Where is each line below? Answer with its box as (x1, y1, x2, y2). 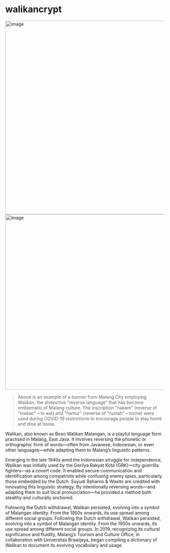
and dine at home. (17, 420, 56, 427)
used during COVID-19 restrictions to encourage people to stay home (17, 415, 162, 421)
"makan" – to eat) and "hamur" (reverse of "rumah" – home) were (17, 410, 154, 416)
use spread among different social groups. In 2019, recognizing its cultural (5, 526, 160, 532)
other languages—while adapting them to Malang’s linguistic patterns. (5, 447, 151, 453)
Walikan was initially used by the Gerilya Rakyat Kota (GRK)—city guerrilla (5, 462, 159, 468)
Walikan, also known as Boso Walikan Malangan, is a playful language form (5, 431, 162, 437)
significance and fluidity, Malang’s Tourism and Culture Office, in (5, 531, 140, 537)
